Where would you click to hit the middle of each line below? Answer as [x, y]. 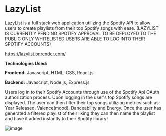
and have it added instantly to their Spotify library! [57, 118]
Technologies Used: [26, 63]
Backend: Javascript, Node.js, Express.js [47, 82]
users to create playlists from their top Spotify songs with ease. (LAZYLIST [82, 28]
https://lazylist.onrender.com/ [36, 54]
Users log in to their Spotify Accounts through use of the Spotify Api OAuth [82, 92]
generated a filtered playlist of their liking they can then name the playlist [80, 113]
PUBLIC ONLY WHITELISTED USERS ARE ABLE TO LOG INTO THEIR [75, 39]
